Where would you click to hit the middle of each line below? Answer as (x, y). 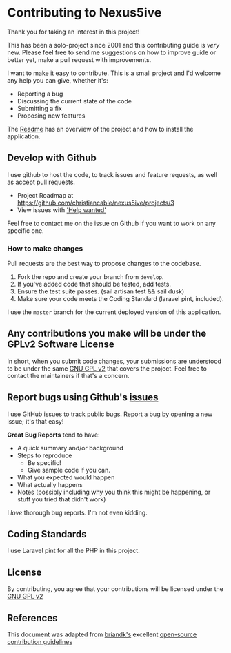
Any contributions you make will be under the (107, 334)
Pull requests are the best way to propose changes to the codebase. (104, 264)
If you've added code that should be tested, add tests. (94, 284)
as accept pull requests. (41, 182)
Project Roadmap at (45, 195)
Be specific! (44, 462)
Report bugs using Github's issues (83, 397)
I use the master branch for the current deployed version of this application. (114, 312)
